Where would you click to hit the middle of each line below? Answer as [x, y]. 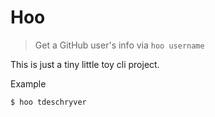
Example [28, 83]
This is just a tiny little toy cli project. [85, 64]
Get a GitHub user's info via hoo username [119, 45]
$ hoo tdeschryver [48, 102]
